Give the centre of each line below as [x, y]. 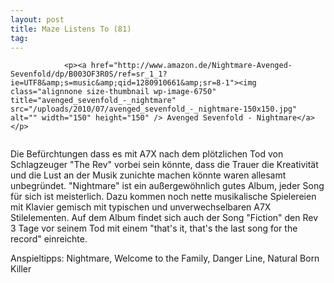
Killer [21, 269]
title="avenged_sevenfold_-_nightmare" [93, 101]
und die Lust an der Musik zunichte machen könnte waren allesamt [148, 175]
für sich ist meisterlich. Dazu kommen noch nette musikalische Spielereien [163, 197]
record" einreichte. [49, 239]
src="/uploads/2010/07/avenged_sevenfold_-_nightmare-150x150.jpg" [154, 109]
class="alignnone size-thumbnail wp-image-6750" [113, 92]
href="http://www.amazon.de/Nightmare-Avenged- [191, 66]
